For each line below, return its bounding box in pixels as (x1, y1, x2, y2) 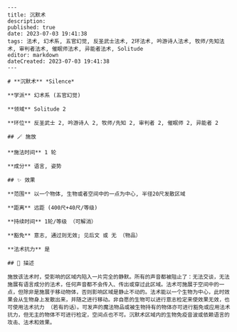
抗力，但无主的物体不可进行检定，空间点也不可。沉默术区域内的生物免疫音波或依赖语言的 (7, 311, 230, 318)
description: (7, 18, 46, 25)
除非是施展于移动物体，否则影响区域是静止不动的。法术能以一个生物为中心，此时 (23, 288, 225, 296)
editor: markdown (7, 51, 59, 59)
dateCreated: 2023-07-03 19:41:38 (7, 58, 110, 65)
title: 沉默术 (7, 11, 46, 19)
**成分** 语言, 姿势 (7, 163, 62, 170)
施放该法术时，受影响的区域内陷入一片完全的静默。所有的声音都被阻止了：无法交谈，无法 (7, 273, 230, 281)
